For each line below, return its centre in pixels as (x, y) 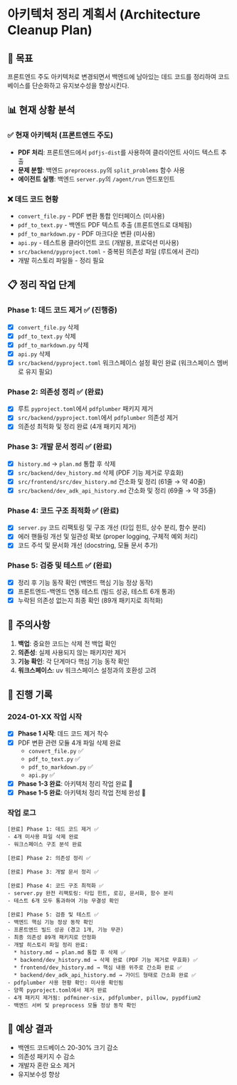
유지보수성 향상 (39, 1074)
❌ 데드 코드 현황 (33, 199)
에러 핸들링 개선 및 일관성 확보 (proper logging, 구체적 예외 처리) (108, 536)
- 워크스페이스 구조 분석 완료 (45, 844)
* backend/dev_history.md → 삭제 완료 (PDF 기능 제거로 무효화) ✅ (106, 960)
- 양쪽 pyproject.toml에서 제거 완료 (57, 990)
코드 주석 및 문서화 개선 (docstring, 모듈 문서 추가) (88, 545)
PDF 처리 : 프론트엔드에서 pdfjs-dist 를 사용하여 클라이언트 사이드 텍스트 (118, 152)
